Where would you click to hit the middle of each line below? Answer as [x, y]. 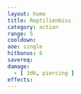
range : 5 [20, 34]
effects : [20, 80]
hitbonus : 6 [25, 54]
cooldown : [22, 40]
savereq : [20, 60]
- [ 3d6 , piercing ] [44, 73]
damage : [19, 66]
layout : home [27, 14]
